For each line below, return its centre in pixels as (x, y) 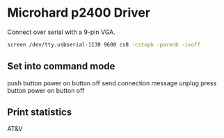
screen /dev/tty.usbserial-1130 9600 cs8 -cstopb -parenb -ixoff (104, 44)
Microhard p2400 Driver (79, 13)
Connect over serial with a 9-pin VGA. (62, 32)
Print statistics (40, 112)
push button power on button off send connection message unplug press (112, 83)
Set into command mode (61, 66)
